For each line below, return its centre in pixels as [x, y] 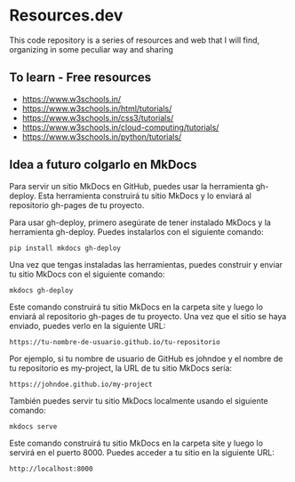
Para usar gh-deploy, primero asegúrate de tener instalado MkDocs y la [140, 222]
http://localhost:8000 [51, 469]
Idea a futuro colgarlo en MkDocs [103, 165]
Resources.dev [66, 16]
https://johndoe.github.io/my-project [81, 384]
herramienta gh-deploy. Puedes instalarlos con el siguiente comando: [136, 231]
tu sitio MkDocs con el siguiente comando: [87, 274]
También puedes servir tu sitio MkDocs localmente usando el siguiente [139, 400]
